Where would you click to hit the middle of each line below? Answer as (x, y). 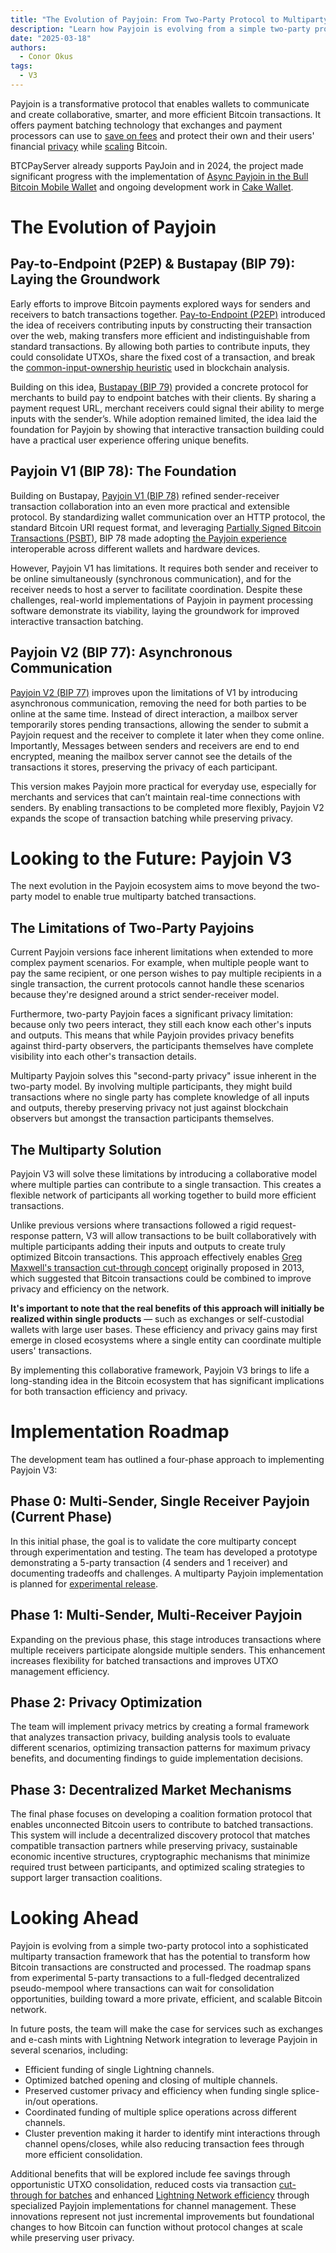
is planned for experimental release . (84, 1583)
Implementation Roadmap (120, 1432)
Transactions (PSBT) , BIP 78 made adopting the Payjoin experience (148, 538)
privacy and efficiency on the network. (90, 1289)
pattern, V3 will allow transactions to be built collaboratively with (184, 1236)
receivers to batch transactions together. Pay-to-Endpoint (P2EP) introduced (168, 314)
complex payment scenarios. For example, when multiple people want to (160, 963)
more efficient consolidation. (83, 2155)
